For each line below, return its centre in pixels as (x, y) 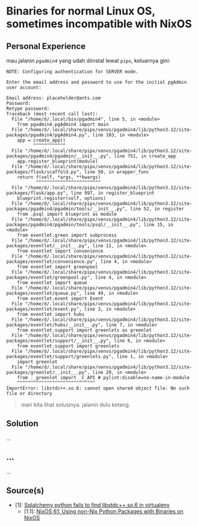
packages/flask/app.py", (37, 193)
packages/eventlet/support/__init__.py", (59, 341)
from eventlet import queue (52, 283)
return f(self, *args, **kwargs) (59, 177)
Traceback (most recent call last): (52, 114)
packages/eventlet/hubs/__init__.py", (55, 325)
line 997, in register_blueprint (113, 193)
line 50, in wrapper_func (116, 172)
